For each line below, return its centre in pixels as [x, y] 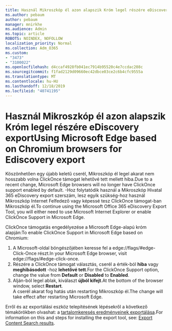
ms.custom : [17, 53]
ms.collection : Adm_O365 [32, 48]
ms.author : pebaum [25, 15]
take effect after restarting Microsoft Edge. [58, 297]
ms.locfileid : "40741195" [33, 91]
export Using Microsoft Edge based [81, 138]
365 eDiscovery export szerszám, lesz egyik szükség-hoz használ [75, 195]
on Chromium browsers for [64, 149]
